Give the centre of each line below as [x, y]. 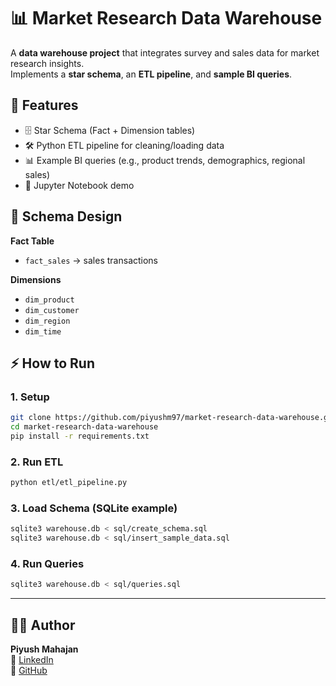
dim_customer [52, 310]
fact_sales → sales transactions [91, 260]
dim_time [43, 331]
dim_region [47, 321]
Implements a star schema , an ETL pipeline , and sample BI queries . [151, 74]
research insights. [47, 63]
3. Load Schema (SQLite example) [94, 508]
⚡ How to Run [53, 363]
